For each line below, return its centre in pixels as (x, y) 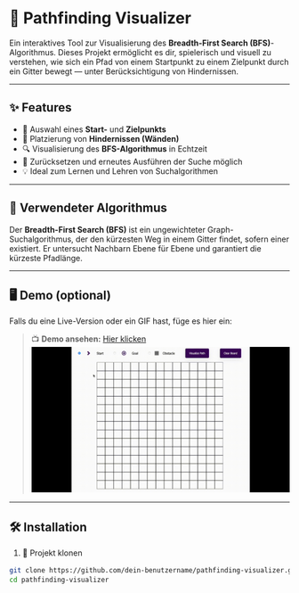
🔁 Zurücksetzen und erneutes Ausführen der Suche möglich (132, 161)
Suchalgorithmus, (41, 239)
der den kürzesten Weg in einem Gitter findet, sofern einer (182, 239)
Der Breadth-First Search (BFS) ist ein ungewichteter (108, 229)
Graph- (221, 229)
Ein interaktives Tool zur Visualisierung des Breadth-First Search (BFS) (140, 43)
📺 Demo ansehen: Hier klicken (89, 339)
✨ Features (40, 107)
